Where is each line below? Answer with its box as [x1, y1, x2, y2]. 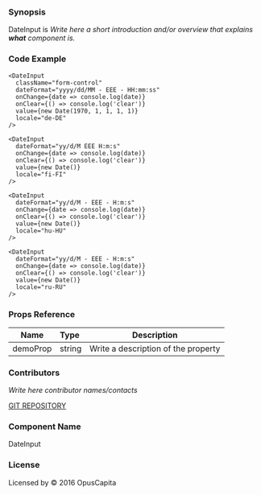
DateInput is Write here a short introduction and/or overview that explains [8, 25, 254, 35]
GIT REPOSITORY [8, 401, 67, 410]
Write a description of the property [89, 343, 221, 354]
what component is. [8, 33, 76, 43]
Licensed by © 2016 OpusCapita [8, 477, 117, 487]
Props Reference [8, 308, 76, 320]
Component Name [8, 421, 82, 432]
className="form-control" [15, 79, 103, 87]
